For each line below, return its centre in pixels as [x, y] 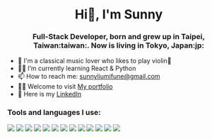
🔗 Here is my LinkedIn [49, 94]
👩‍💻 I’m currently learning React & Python [77, 68]
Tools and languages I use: [54, 113]
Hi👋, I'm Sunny [119, 15]
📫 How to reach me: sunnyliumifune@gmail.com [89, 77]
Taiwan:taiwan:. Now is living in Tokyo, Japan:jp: [119, 45]
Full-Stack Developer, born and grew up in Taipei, [119, 37]
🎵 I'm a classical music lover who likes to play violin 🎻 [94, 61]
